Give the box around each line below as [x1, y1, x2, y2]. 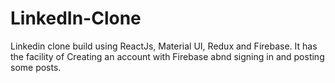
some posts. [10, 61, 62, 73]
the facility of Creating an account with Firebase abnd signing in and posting [10, 50, 325, 62]
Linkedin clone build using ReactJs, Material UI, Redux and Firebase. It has [10, 40, 318, 52]
